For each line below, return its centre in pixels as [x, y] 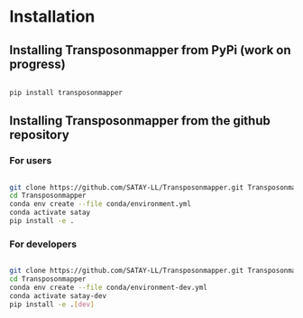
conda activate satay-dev [58, 295]
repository [40, 135]
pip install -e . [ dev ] [52, 304]
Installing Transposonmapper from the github [140, 121]
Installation [52, 17]
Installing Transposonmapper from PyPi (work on [150, 50]
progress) [37, 64]
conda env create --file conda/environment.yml [101, 204]
